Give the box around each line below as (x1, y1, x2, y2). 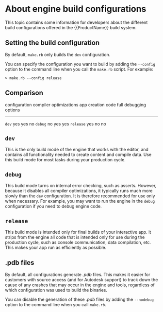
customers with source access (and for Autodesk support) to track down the (5, 277, 158, 282)
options (5, 107, 20, 113)
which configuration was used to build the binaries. (5, 287, 108, 293)
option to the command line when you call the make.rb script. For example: (5, 66, 154, 72)
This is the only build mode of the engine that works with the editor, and (5, 147, 149, 153)
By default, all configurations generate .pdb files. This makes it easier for (5, 271, 150, 277)
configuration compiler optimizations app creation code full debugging (5, 102, 147, 107)
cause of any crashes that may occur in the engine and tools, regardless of (5, 282, 155, 288)
